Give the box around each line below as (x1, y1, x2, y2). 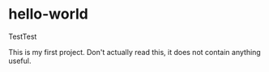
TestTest (8, 32, 37, 41)
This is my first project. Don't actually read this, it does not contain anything (8, 47, 261, 57)
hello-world (8, 5, 89, 23)
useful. (8, 56, 32, 66)
